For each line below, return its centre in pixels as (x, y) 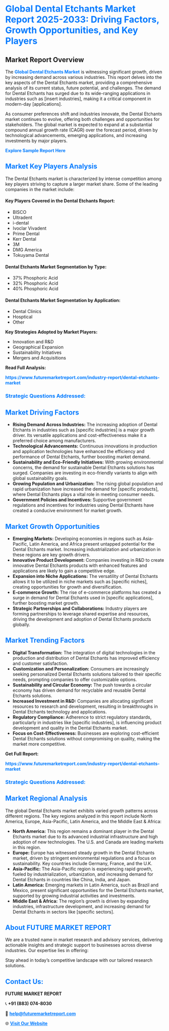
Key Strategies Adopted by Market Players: (51, 332)
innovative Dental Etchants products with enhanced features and (80, 565)
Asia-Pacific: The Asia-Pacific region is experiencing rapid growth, (82, 869)
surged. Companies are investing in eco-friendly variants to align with (85, 473)
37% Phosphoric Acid (35, 278)
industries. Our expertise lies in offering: (47, 951)
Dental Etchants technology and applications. (60, 711)
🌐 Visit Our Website (26, 1023)
